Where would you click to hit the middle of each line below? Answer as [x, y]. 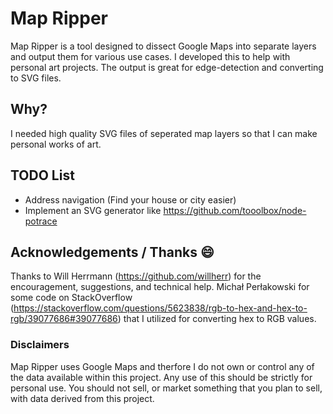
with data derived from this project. [82, 398]
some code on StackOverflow [71, 298]
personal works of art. [56, 144]
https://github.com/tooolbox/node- [235, 210]
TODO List [42, 175]
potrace [41, 221]
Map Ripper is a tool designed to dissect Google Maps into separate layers [163, 46]
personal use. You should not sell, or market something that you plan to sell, [166, 388]
